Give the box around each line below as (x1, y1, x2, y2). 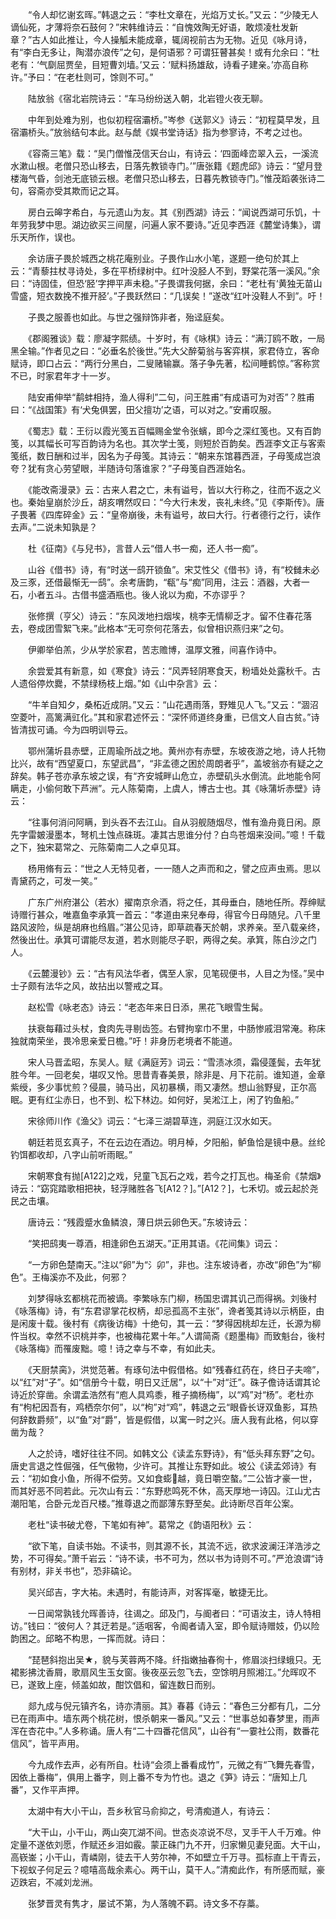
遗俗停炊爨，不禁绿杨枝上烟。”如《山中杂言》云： (18, 678, 221, 689)
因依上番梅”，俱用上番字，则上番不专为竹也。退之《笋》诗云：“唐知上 (10, 1771, 299, 1783)
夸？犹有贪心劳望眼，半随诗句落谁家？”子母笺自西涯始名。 (10, 463, 252, 474)
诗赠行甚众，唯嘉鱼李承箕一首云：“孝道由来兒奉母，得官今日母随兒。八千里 (10, 909, 322, 920)
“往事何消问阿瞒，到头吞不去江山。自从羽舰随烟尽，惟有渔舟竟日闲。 (27, 816, 313, 828)
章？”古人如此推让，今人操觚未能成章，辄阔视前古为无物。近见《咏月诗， (10, 34, 313, 45)
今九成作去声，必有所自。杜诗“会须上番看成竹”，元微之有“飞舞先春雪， (27, 1759, 320, 1770)
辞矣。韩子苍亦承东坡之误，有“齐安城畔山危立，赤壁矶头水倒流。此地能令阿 (10, 770, 322, 782)
